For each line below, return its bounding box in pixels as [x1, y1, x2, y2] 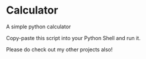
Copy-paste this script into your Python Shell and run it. [6, 34, 141, 41]
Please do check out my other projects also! [6, 45, 113, 53]
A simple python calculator [6, 23, 71, 30]
